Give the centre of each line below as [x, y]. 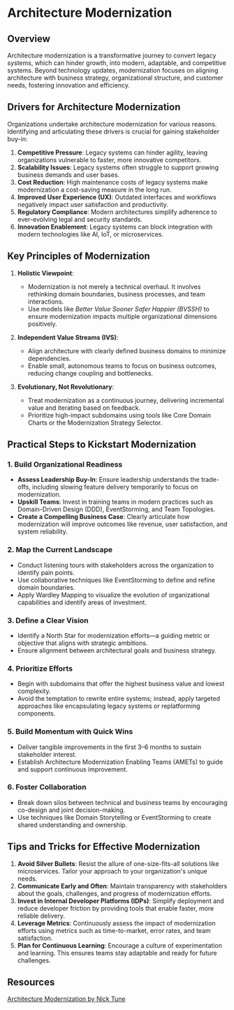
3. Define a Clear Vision [48, 620]
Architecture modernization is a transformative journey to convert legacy [112, 55]
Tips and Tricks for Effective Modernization [104, 847]
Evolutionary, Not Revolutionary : [66, 387]
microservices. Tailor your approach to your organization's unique [112, 871]
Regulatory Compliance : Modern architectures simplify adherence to [117, 212]
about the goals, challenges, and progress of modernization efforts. [115, 893]
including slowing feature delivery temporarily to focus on [115, 487]
